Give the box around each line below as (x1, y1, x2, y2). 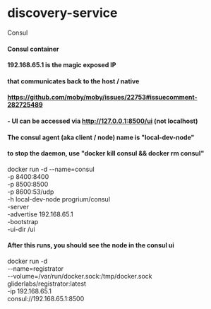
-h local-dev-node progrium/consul (7, 194, 111, 203)
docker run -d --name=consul (7, 165, 95, 173)
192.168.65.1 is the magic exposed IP (7, 61, 116, 69)
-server (7, 202, 30, 211)
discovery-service (7, 5, 118, 21)
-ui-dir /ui (7, 225, 35, 233)
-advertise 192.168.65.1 (7, 210, 73, 218)
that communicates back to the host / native (7, 76, 140, 86)
